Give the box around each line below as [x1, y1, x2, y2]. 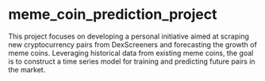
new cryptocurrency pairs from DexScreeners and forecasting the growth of [8, 39, 258, 49]
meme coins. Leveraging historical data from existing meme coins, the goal [8, 48, 254, 57]
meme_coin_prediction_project [8, 6, 217, 24]
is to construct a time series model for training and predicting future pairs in [8, 57, 255, 66]
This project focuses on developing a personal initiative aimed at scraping [8, 31, 250, 41]
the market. [8, 64, 46, 74]
